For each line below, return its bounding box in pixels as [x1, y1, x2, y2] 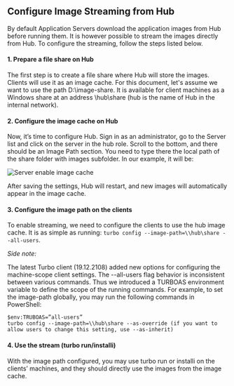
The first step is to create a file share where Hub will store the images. [7, 71, 210, 79]
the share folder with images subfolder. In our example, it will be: [7, 154, 194, 164]
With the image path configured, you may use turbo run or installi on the [7, 357, 215, 365]
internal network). [7, 101, 59, 109]
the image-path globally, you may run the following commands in [7, 293, 195, 301]
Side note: [7, 249, 37, 258]
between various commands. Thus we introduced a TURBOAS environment [7, 278, 224, 286]
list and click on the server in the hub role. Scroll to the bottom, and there [7, 140, 219, 148]
